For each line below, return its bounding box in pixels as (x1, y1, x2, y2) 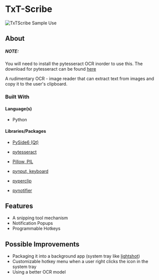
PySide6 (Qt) (12, 139, 39, 145)
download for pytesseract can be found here (5, 66, 97, 72)
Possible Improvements (5, 240, 80, 248)
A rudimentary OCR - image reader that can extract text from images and (5, 76, 155, 82)
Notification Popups (12, 220, 53, 226)
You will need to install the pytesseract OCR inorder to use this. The (5, 61, 143, 67)
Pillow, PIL (12, 158, 34, 165)
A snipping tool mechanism (12, 215, 68, 221)
